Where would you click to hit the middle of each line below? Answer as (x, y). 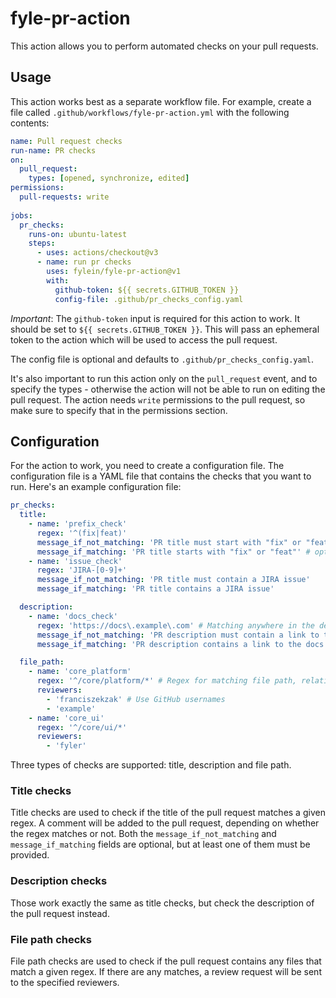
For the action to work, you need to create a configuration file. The (147, 466)
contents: (30, 123)
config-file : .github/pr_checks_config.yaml (149, 299)
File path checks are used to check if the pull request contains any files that (166, 961)
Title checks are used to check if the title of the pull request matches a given (168, 813)
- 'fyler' (66, 746)
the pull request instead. (60, 913)
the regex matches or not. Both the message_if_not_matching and (143, 834)
